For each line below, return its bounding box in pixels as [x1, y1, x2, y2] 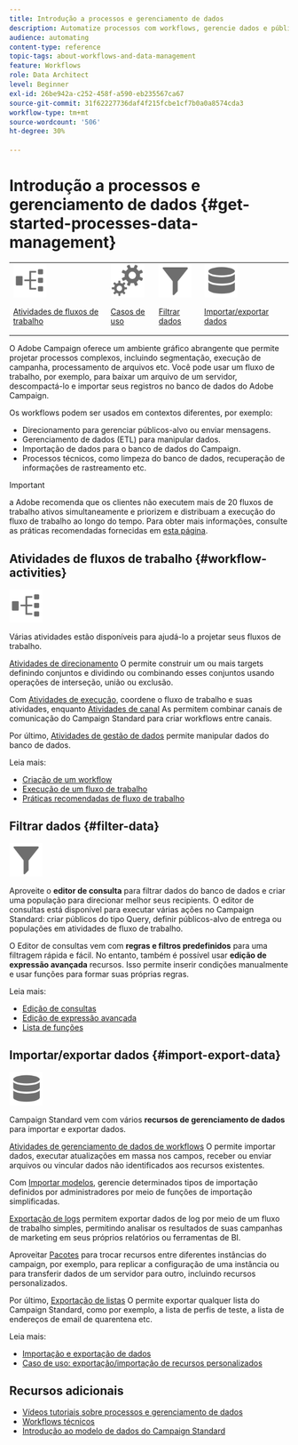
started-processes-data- [9, 213, 199, 234]
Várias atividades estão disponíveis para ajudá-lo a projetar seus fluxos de [9, 631, 281, 642]
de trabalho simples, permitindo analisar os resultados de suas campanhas [9, 1223, 283, 1233]
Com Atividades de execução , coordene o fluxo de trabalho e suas [9, 694, 253, 704]
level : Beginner [9, 80, 69, 89]
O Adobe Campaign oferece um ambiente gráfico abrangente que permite [9, 343, 279, 354]
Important [9, 480, 45, 491]
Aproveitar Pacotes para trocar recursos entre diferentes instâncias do [9, 1249, 267, 1260]
